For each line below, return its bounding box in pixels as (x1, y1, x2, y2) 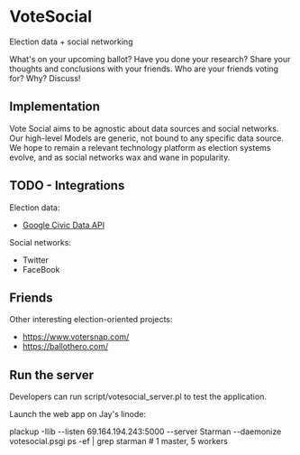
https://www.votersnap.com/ (22, 331, 130, 342)
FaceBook (22, 264, 60, 274)
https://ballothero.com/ (22, 341, 109, 352)
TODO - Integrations (9, 178, 125, 193)
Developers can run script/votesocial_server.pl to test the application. (9, 391, 268, 403)
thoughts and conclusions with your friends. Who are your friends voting (9, 63, 279, 74)
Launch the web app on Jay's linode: (9, 409, 147, 420)
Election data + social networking (9, 36, 133, 47)
